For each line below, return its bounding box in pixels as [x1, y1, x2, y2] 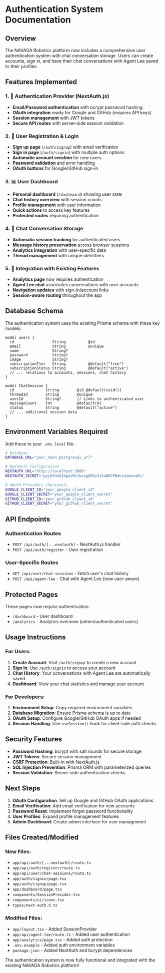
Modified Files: [5, 914, 42, 921]
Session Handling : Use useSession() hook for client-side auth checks [12, 721, 156, 727]
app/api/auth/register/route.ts [12, 866, 80, 871]
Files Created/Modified [5, 833, 79, 842]
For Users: [5, 648, 31, 655]
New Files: [5, 848, 31, 855]
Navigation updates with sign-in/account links [12, 287, 109, 293]
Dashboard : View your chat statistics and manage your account [12, 681, 144, 687]
